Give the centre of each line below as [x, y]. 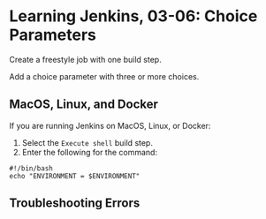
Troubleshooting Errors [75, 204]
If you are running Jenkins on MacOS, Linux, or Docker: [110, 125]
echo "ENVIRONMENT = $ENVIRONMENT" [75, 176]
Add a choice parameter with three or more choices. [104, 76]
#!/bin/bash [31, 168]
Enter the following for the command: [89, 152]
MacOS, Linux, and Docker [84, 105]
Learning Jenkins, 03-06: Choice [133, 16]
